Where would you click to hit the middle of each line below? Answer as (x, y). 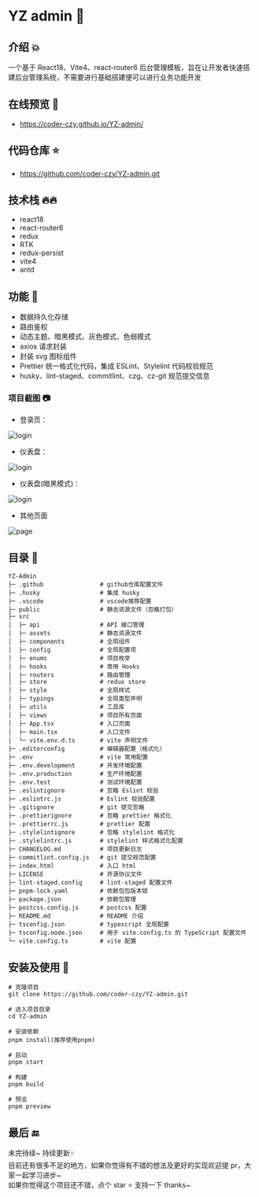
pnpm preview (30, 1106)
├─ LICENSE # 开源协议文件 (75, 874)
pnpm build (26, 1084)
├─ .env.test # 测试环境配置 (75, 782)
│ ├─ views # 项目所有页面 (75, 715)
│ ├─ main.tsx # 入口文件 (70, 732)
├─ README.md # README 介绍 (76, 916)
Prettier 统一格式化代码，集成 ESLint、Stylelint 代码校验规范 (117, 366)
